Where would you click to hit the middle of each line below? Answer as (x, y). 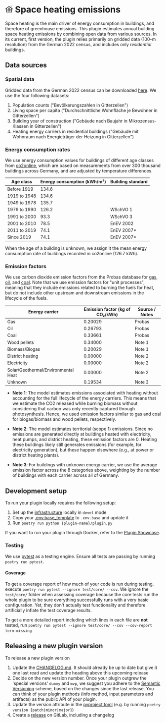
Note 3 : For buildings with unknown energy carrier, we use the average (84, 465)
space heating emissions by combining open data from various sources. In (81, 34)
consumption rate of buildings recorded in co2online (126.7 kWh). (72, 253)
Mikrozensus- (143, 121)
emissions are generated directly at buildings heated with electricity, (82, 434)
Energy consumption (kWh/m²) (73, 182)
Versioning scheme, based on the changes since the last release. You (83, 688)
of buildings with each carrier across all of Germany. (66, 475)
